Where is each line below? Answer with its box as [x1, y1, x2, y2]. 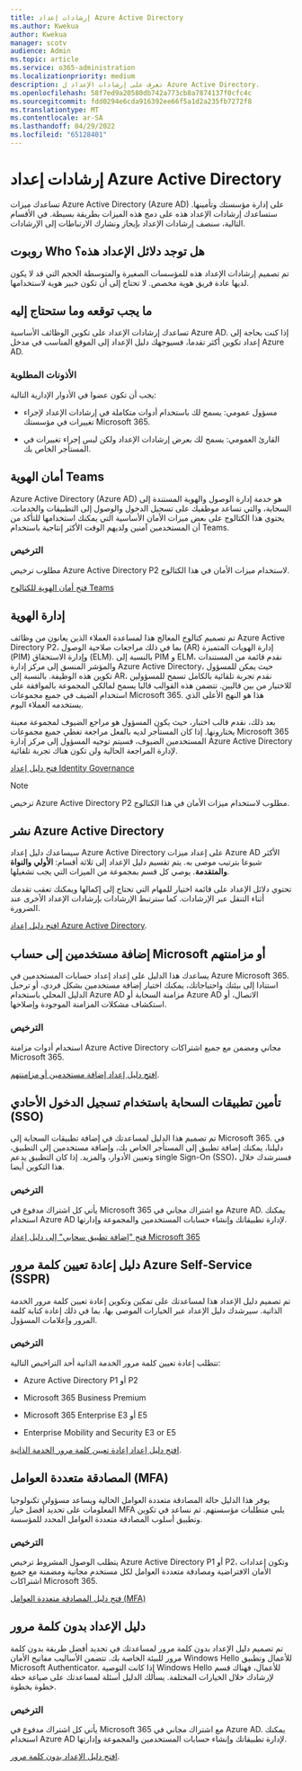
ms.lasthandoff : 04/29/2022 [10, 122, 116, 131]
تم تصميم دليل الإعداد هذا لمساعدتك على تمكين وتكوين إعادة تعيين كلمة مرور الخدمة [10, 1295, 291, 1306]
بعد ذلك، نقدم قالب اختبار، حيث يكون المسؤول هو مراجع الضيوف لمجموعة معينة [10, 716, 277, 727]
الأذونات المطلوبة [10, 369, 77, 381]
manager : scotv [10, 38, 67, 48]
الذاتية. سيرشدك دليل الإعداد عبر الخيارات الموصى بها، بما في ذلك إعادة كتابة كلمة [10, 1305, 283, 1316]
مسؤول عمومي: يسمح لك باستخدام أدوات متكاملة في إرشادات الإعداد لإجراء [22, 407, 278, 417]
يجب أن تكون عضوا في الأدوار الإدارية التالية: [10, 389, 156, 400]
